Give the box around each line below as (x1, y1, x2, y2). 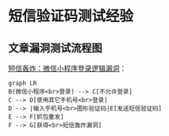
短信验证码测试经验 (8, 7, 134, 25)
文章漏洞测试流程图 (8, 41, 102, 55)
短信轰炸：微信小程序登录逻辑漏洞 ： (8, 64, 127, 73)
